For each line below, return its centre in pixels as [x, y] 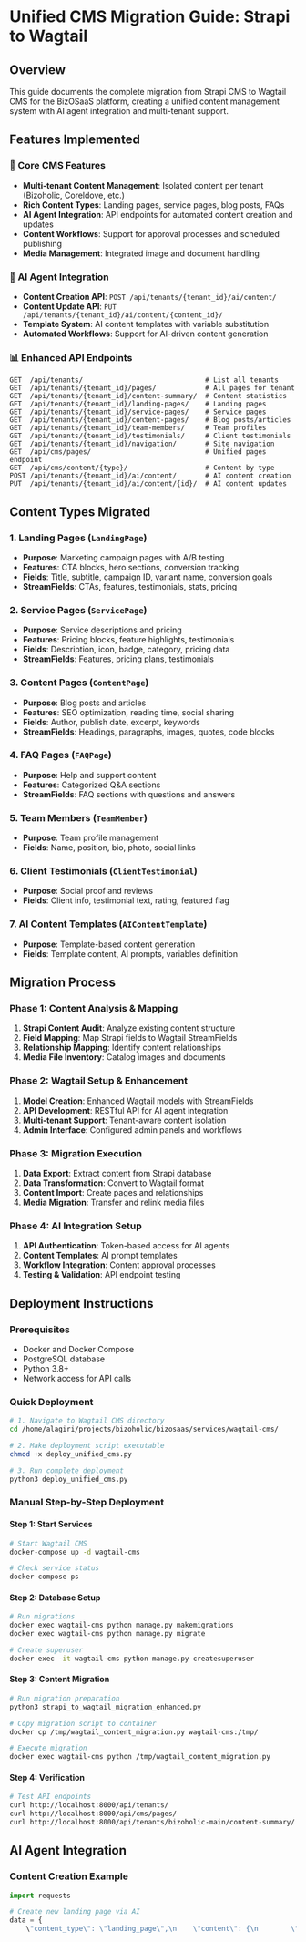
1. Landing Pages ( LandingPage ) [78, 538]
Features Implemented [75, 140]
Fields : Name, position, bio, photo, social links [109, 848]
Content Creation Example [69, 1876]
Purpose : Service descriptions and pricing [102, 630]
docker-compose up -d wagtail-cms [75, 1552]
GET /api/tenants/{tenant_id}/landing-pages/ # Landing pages [138, 404]
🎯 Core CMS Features [58, 166]
